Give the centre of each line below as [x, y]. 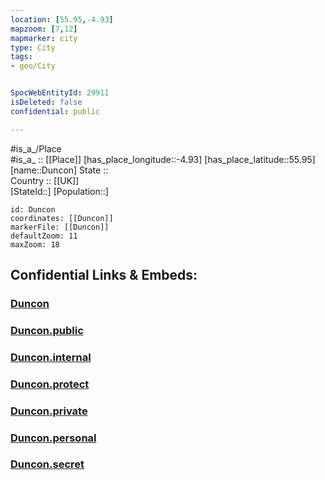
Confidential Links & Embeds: [104, 275]
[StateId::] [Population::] [59, 191]
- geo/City [33, 66]
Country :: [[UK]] [45, 180]
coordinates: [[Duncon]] [62, 218]
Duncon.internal [51, 357]
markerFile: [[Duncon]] [60, 227]
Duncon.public [47, 330]
